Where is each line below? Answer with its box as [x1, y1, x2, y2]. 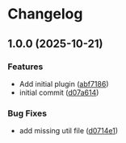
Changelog [7, 5, 83, 23]
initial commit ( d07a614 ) [19, 88, 99, 97]
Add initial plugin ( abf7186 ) [19, 79, 109, 88]
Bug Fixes [7, 108, 48, 119]
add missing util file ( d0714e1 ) [19, 126, 119, 136]
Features [7, 61, 44, 72]
